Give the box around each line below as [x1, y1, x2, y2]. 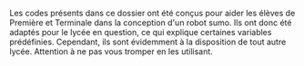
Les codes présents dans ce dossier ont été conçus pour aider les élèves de [9, 8, 296, 18]
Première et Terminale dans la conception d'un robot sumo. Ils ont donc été [9, 17, 292, 28]
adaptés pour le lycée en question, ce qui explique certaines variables [9, 27, 272, 37]
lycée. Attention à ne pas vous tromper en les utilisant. [9, 46, 214, 57]
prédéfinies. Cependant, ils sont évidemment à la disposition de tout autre [9, 36, 287, 47]
